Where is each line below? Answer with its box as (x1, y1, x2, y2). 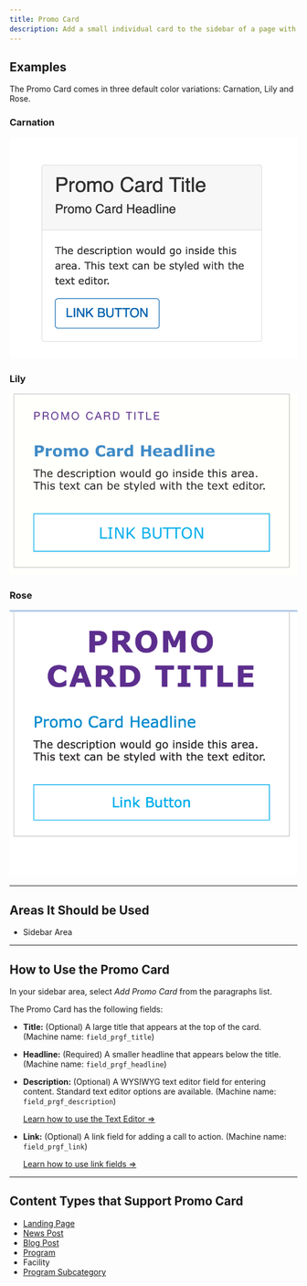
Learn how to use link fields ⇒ (22, 1159, 137, 1169)
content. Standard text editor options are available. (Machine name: (22, 1086, 277, 1097)
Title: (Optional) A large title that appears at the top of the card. (22, 1022, 262, 1032)
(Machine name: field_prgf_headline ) (22, 1058, 167, 1069)
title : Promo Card (9, 15, 79, 24)
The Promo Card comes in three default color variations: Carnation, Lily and (9, 83, 294, 95)
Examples (9, 59, 67, 75)
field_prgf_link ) (22, 1141, 89, 1152)
